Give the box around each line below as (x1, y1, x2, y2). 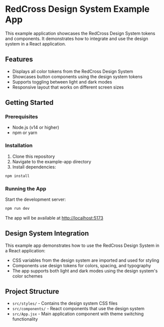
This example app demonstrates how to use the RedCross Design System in (5, 242, 160, 248)
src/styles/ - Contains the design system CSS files (12, 300, 118, 306)
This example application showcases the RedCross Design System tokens (5, 30, 156, 36)
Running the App (5, 185, 46, 192)
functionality (12, 316, 38, 322)
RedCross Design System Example (5, 3, 150, 15)
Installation (5, 142, 33, 149)
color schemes (12, 273, 43, 279)
